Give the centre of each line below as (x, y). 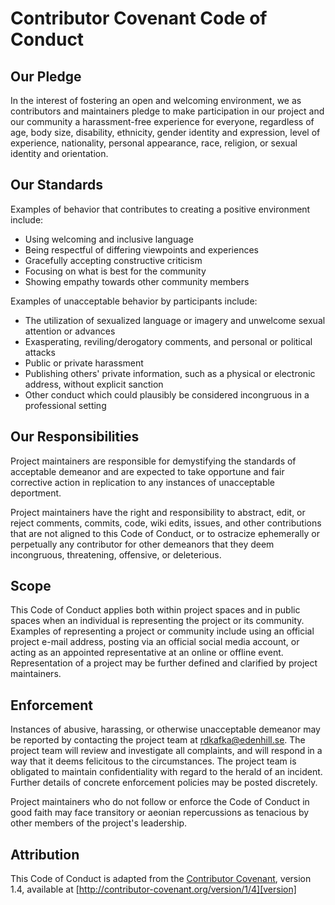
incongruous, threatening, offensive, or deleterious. (116, 554)
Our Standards (57, 185)
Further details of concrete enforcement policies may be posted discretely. (164, 783)
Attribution (45, 854)
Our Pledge (46, 76)
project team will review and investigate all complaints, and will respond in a (166, 751)
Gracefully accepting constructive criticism (113, 260)
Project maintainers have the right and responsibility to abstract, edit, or (158, 512)
